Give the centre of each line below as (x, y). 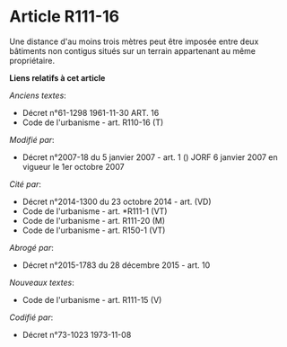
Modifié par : (32, 139)
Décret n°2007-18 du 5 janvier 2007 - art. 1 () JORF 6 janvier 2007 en (150, 157)
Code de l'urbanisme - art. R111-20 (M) (94, 220)
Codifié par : (31, 317)
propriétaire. (32, 60)
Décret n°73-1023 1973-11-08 (77, 334)
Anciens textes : (38, 95)
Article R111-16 (65, 17)
